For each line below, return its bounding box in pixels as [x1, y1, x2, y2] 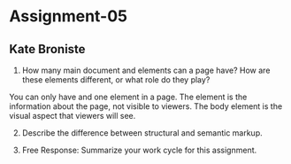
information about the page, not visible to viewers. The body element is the [9, 101, 283, 112]
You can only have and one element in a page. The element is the [9, 91, 248, 102]
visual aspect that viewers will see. [9, 111, 136, 121]
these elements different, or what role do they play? [21, 74, 211, 85]
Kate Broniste [9, 42, 86, 57]
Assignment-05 [9, 6, 128, 27]
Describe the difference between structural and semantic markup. [21, 128, 263, 138]
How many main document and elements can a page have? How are [21, 65, 271, 75]
